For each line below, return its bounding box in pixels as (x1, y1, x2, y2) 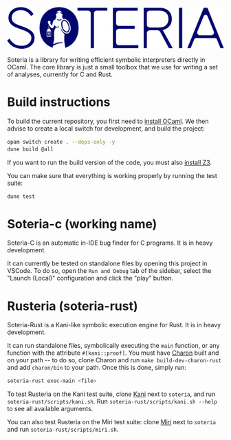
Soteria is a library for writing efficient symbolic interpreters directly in (7, 55, 206, 64)
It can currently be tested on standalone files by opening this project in (7, 259, 208, 267)
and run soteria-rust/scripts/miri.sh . (7, 426, 119, 434)
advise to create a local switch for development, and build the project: (7, 124, 205, 133)
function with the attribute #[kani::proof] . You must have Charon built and (7, 349, 219, 357)
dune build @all (7, 146, 54, 153)
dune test (7, 192, 36, 200)
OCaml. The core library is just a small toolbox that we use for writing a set (7, 63, 218, 71)
